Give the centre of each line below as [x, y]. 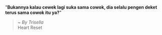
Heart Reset [30, 27]
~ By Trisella [30, 22]
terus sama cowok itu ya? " [33, 12]
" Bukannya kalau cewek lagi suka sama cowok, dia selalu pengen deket [81, 7]
